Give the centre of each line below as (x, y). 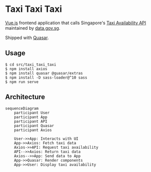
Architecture (25, 97)
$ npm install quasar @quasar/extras (44, 73)
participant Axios (33, 130)
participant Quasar (34, 126)
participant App (31, 117)
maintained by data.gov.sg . (33, 28)
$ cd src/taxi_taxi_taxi (31, 64)
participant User (32, 113)
